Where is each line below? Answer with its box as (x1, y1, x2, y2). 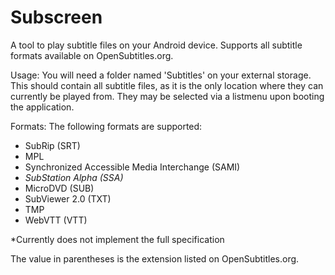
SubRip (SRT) (24, 139, 81, 151)
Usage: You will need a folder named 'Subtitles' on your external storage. (10, 69, 312, 81)
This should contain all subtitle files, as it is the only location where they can (10, 79, 324, 91)
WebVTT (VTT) (24, 214, 88, 226)
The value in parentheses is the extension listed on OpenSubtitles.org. (10, 252, 300, 265)
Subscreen (10, 6, 103, 29)
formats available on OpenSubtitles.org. (10, 49, 174, 61)
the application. (10, 101, 75, 113)
